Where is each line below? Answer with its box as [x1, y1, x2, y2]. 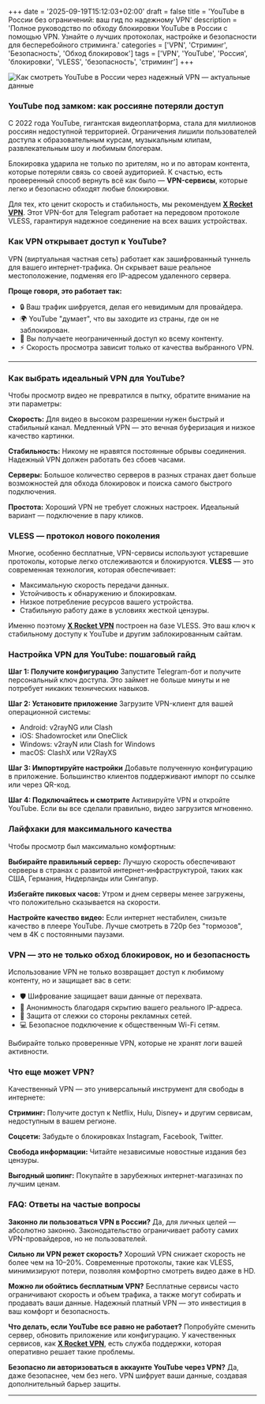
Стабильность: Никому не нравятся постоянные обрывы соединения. [8, 446, 247, 455]
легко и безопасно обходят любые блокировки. [8, 184, 170, 194]
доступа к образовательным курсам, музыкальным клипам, [8, 135, 212, 145]
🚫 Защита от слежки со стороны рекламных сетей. [19, 1011, 192, 1021]
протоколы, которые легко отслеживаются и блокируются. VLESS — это [8, 557, 254, 566]
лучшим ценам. [8, 1179, 61, 1189]
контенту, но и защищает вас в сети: [8, 976, 132, 985]
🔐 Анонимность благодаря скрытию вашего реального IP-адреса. [19, 1003, 243, 1013]
